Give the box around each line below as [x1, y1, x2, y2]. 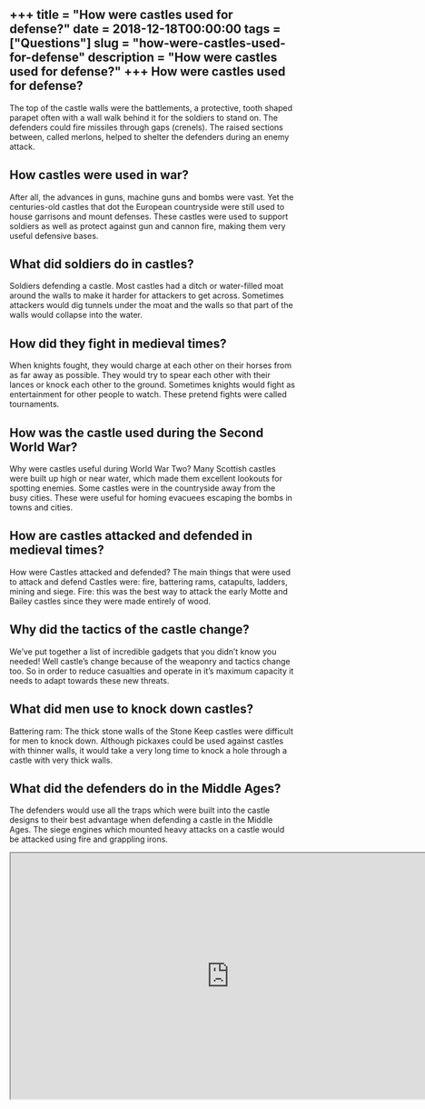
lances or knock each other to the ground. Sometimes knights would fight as [9, 379, 295, 390]
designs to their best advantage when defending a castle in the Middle [9, 814, 273, 825]
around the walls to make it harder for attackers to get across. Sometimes [9, 290, 284, 301]
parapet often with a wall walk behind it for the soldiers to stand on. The [9, 112, 279, 123]
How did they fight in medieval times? [9, 335, 227, 351]
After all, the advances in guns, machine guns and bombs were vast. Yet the [9, 191, 294, 203]
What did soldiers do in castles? [9, 256, 194, 272]
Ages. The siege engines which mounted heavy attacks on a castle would [9, 824, 285, 835]
